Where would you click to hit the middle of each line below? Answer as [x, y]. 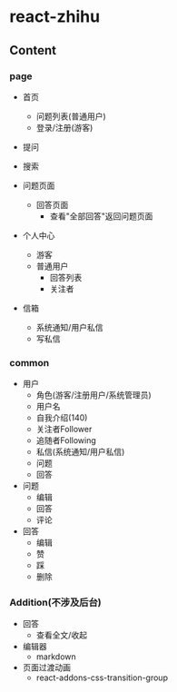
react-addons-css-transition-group [102, 677]
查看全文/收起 [62, 635]
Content [33, 50]
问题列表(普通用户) [71, 116]
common [29, 362]
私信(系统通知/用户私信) [80, 452]
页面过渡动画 [46, 667]
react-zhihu [55, 17]
